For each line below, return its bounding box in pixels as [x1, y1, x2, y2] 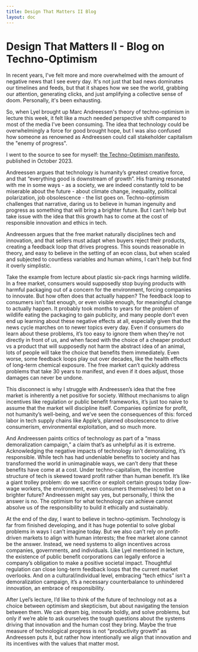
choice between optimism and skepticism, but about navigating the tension [6, 602, 189, 609]
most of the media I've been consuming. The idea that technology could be [6, 121, 189, 128]
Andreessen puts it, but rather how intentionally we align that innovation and [6, 634, 191, 641]
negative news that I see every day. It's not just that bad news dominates [6, 78, 184, 85]
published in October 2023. [6, 157, 73, 164]
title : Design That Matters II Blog [6, 8, 96, 15]
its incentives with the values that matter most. [6, 640, 120, 647]
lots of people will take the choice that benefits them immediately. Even [6, 349, 180, 356]
